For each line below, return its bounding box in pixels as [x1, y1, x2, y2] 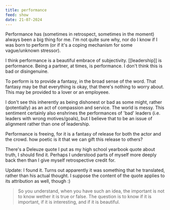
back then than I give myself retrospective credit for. [5, 157, 116, 163]
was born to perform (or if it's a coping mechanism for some [5, 42, 133, 48]
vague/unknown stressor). [5, 47, 61, 54]
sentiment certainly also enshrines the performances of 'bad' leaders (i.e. [5, 110, 161, 116]
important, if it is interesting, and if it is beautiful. [17, 199, 120, 205]
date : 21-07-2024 [5, 17, 42, 22]
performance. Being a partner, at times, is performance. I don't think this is [5, 63, 163, 69]
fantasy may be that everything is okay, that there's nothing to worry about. [5, 84, 164, 90]
